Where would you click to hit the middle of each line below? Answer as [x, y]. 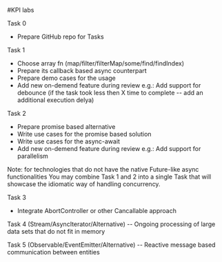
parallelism [32, 156]
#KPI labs [21, 10]
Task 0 [17, 23]
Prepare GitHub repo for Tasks [61, 37]
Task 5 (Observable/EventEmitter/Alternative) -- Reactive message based [111, 245]
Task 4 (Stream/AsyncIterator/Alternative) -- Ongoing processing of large [111, 224]
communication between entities [53, 252]
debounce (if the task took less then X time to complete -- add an [110, 93]
